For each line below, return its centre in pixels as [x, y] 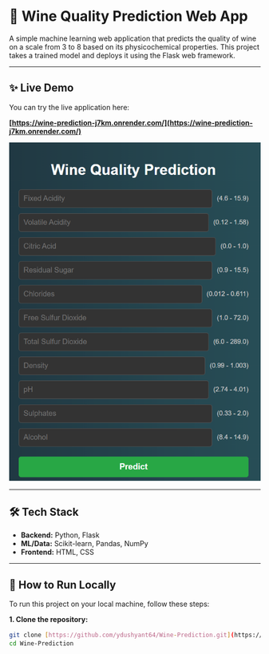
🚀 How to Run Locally [63, 585]
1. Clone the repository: [49, 619]
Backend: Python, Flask [60, 535]
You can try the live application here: [69, 107]
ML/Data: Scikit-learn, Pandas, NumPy [84, 544]
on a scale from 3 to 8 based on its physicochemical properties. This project [134, 46]
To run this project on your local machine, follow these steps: [109, 604]
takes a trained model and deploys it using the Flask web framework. [123, 55]
